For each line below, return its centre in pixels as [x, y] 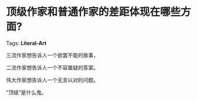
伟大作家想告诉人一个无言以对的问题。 [52, 80]
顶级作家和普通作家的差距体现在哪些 [94, 12]
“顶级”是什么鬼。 [26, 92]
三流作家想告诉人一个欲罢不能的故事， [52, 55]
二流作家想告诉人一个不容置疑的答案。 [52, 67]
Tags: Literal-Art [26, 43]
